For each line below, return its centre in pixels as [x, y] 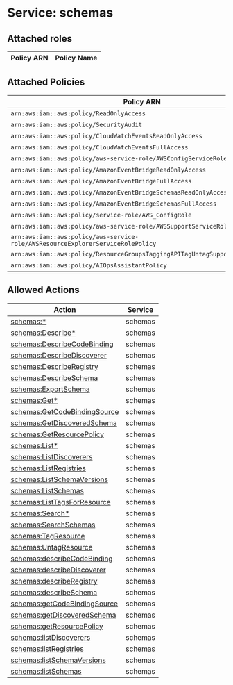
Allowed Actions [43, 290]
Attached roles [40, 39]
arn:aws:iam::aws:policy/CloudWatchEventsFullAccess [100, 147]
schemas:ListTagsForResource [61, 502]
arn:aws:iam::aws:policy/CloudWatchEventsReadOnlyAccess [106, 136]
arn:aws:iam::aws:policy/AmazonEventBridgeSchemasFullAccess [114, 204]
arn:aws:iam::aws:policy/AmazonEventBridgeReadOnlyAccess [109, 170]
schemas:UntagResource [52, 547]
